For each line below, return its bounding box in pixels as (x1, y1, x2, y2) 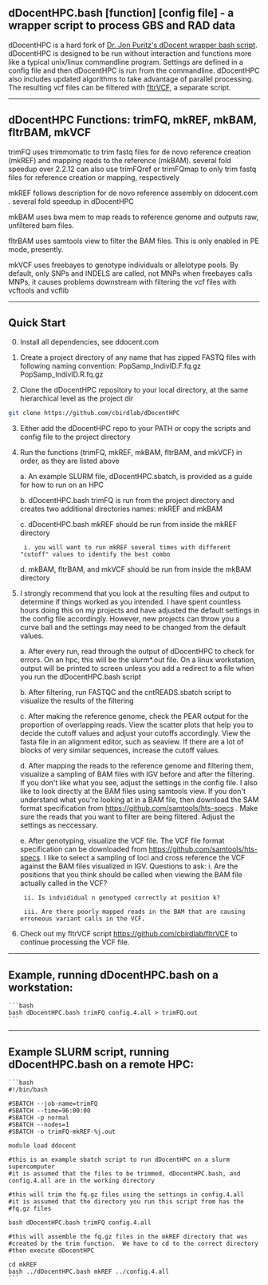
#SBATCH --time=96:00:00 (8, 1107, 91, 1115)
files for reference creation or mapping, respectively (8, 172, 179, 182)
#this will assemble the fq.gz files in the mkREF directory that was (8, 1232, 248, 1240)
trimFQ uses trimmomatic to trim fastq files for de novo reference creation (8, 147, 251, 157)
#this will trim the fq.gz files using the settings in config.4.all (8, 1191, 245, 1199)
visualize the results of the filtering (19, 696, 134, 706)
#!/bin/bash (8, 1085, 48, 1094)
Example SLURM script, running (8, 1045, 170, 1059)
